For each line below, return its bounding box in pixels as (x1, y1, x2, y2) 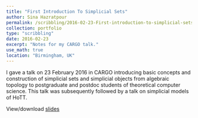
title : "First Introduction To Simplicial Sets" (6, 8, 128, 15)
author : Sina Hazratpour (6, 14, 67, 20)
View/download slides (6, 105, 60, 112)
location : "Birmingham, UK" (6, 53, 75, 58)
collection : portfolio (6, 25, 62, 31)
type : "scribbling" (6, 31, 54, 37)
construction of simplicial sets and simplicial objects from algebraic (6, 75, 170, 82)
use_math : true (6, 47, 44, 53)
